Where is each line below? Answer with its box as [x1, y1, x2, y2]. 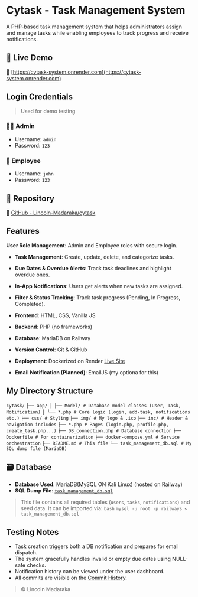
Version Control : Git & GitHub [14, 346, 87, 353]
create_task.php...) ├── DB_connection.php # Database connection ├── [6, 428, 181, 434]
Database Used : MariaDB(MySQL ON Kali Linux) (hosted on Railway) [14, 481, 183, 488]
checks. [26, 562, 46, 569]
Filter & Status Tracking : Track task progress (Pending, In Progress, [14, 293, 181, 301]
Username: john [14, 170, 54, 177]
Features [6, 226, 40, 236]
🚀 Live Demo [6, 53, 53, 63]
